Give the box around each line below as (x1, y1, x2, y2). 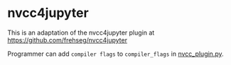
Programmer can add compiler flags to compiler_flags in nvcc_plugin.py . (7, 49, 224, 58)
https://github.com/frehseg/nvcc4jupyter (7, 35, 128, 44)
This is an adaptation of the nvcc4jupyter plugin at (7, 28, 155, 37)
